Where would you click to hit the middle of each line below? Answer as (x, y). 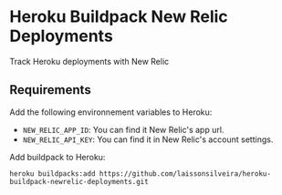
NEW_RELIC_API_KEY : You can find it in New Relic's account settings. (148, 139)
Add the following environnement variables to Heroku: (111, 112)
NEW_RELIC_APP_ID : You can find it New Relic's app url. (123, 129)
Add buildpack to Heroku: (57, 157)
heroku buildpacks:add (52, 174)
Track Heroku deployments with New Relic (89, 61)
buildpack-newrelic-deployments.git (79, 181)
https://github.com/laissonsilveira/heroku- (185, 174)
